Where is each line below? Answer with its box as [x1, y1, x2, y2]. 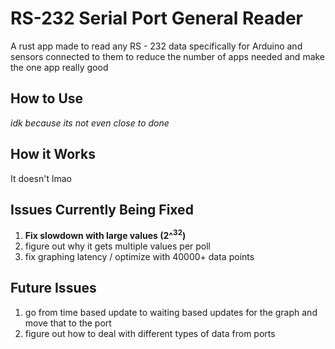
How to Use [10, 90, 84, 107]
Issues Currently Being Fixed [10, 201, 194, 218]
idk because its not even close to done [10, 117, 170, 129]
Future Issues [10, 280, 97, 297]
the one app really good [10, 61, 109, 73]
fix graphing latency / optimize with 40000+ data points [24, 251, 255, 263]
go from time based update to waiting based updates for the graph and [24, 306, 318, 318]
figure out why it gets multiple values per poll [24, 240, 212, 252]
